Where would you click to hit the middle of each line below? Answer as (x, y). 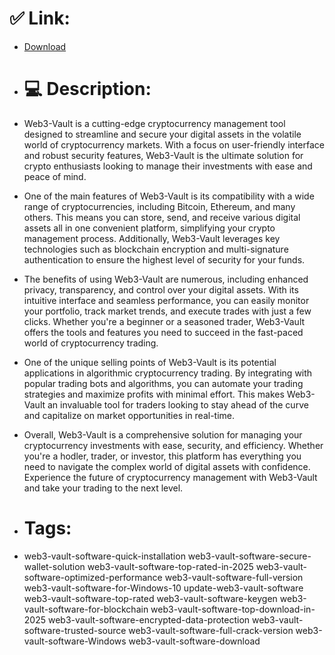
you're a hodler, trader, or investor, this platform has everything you (162, 456)
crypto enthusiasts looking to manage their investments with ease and (168, 166)
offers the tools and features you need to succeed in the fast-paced (163, 332)
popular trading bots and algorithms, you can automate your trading (163, 383)
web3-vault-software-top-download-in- (233, 609)
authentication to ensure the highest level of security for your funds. (164, 259)
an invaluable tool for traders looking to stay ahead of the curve (178, 404)
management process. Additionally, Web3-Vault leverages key (152, 238)
